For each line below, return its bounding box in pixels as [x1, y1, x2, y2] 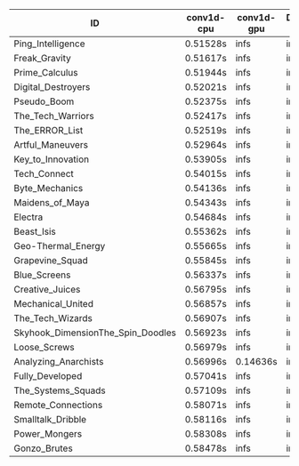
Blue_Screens [13, 269, 71, 281]
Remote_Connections [13, 399, 103, 411]
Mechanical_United [13, 298, 93, 309]
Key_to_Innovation [13, 153, 90, 165]
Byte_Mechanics [13, 182, 84, 194]
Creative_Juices [13, 284, 81, 295]
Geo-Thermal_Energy [13, 240, 106, 252]
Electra [13, 211, 44, 223]
